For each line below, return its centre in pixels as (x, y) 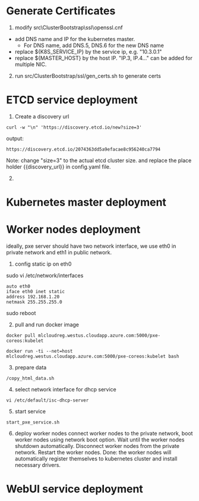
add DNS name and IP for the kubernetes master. (75, 39)
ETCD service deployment (72, 100)
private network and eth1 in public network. (59, 252)
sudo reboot (21, 313)
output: (15, 138)
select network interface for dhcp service (66, 389)
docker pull (21, 335)
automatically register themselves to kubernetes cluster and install (96, 459)
